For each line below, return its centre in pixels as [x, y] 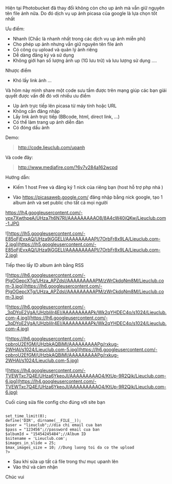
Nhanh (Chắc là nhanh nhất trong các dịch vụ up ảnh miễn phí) [79, 39]
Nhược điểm [18, 70]
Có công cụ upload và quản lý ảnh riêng [55, 50]
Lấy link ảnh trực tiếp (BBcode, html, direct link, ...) [66, 117]
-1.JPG [12, 224]
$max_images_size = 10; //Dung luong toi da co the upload [70, 448]
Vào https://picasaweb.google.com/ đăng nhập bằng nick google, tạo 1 [88, 197]
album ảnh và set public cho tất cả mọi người [60, 202]
